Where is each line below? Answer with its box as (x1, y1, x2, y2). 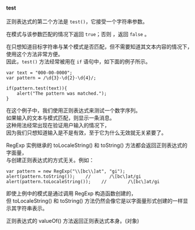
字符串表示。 (16, 205, 48, 212)
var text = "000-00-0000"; (6, 70, 73, 76)
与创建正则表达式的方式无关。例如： (6, 156, 95, 164)
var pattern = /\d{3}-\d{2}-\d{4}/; (6, 75, 96, 81)
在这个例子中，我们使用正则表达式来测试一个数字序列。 (6, 107, 141, 114)
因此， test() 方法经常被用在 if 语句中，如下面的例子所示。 (6, 58, 151, 65)
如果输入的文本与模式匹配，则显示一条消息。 (6, 114, 115, 122)
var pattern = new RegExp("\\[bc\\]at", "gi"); (6, 168, 126, 174)
